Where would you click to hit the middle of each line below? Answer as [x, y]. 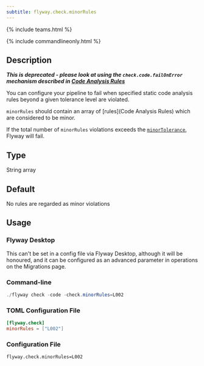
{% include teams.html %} [39, 29]
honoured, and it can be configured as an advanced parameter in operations [102, 260]
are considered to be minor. [41, 118]
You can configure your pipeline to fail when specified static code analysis [100, 93]
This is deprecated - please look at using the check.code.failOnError [94, 75]
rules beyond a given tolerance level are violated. [68, 100]
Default [21, 189]
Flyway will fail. [25, 136]
